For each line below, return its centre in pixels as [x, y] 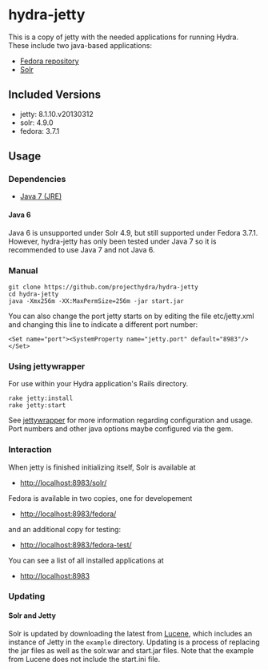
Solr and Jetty [32, 616]
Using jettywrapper [47, 366]
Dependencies [37, 180]
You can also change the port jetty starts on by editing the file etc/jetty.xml [131, 316]
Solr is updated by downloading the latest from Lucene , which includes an [130, 633]
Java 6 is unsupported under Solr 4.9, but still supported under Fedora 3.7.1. [133, 232]
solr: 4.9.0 [36, 123]
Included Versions [55, 95]
